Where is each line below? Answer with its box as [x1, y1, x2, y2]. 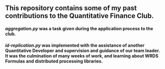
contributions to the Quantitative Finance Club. [5, 12, 154, 20]
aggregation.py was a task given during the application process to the [5, 25, 153, 31]
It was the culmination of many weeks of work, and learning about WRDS [5, 53, 159, 59]
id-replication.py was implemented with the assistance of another [5, 42, 145, 48]
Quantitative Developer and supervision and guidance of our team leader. [5, 47, 160, 54]
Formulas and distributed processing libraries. [5, 58, 103, 64]
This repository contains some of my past [5, 4, 137, 12]
